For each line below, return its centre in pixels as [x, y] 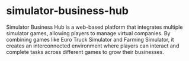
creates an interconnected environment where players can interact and [93, 46]
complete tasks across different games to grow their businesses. [85, 52]
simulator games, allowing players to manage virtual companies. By [88, 33]
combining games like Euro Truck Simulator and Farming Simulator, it [90, 39]
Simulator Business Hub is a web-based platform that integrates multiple [94, 27]
